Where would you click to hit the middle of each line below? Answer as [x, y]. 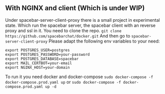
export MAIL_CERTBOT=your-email [39, 63]
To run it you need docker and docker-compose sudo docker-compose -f [79, 77]
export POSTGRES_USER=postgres [38, 50]
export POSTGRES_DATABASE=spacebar [42, 59]
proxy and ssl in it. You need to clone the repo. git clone [63, 30]
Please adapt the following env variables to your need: [104, 41]
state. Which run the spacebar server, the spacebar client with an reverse [80, 25]
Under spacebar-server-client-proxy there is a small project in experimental [82, 20]
